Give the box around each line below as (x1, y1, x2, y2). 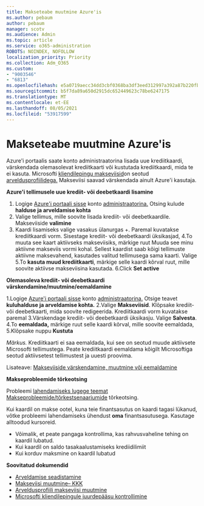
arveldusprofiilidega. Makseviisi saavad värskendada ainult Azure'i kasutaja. (6, 177, 197, 184)
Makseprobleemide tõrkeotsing (6, 376, 88, 383)
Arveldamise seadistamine (15, 473, 82, 481)
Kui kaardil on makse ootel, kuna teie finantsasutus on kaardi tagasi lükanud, (6, 406, 197, 413)
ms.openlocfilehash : (6, 83, 59, 89)
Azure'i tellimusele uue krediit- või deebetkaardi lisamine (6, 188, 154, 195)
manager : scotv (6, 26, 45, 32)
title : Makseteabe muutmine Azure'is (6, 9, 102, 15)
